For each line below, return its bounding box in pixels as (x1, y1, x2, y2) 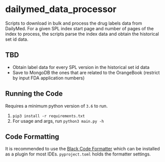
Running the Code (5, 90, 63, 98)
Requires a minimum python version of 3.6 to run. (5, 103, 108, 109)
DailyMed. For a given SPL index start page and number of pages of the (5, 25, 154, 31)
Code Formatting (5, 132, 59, 141)
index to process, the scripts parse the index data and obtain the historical (5, 31, 159, 37)
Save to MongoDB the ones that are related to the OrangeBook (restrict (12, 69, 160, 75)
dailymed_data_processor (5, 4, 117, 15)
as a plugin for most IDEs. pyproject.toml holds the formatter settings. (5, 151, 151, 157)
